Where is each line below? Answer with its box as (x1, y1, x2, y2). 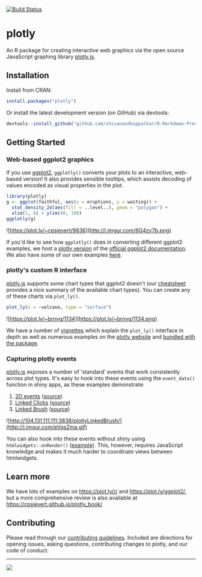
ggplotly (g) (6, 215, 36, 222)
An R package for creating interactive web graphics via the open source (6, 46, 185, 54)
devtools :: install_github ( (6, 120, 74, 126)
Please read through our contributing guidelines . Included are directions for (6, 534, 193, 541)
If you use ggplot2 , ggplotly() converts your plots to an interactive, (6, 169, 174, 176)
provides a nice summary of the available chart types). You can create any (6, 286, 191, 293)
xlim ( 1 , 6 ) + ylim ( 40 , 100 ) (11, 210, 82, 216)
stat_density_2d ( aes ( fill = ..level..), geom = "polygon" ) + (11, 205, 168, 211)
